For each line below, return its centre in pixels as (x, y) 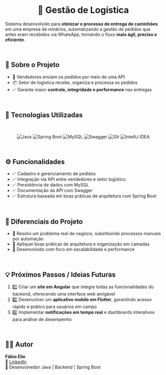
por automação (28, 239)
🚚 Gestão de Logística (83, 10)
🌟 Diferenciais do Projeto (44, 221)
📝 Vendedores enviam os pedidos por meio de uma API (69, 77)
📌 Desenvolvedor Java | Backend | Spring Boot (53, 367)
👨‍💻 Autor (19, 344)
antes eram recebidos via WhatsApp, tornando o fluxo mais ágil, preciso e (81, 34)
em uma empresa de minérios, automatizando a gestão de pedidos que (78, 29)
